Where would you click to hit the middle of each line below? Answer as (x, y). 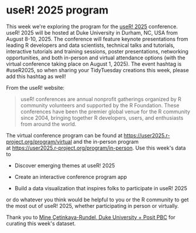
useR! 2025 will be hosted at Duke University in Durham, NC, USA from (92, 32)
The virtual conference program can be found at (64, 135)
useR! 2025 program (57, 10)
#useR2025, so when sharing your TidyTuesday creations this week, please (97, 70)
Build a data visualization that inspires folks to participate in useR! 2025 (101, 188)
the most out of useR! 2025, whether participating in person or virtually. (92, 205)
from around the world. (48, 124)
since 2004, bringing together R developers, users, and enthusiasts (102, 117)
